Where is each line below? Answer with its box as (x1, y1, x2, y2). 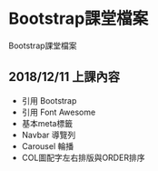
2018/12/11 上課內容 (8, 69, 120, 85)
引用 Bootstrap (21, 95, 77, 106)
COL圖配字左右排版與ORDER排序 (21, 152, 145, 163)
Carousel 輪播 (21, 140, 74, 151)
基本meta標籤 (21, 117, 74, 128)
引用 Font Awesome (21, 106, 96, 117)
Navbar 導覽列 (21, 129, 76, 140)
